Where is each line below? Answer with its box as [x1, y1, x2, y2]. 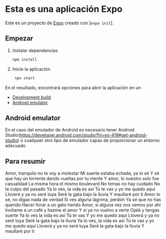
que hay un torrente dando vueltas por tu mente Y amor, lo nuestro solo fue [5, 176, 160, 181]
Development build [12, 94, 51, 100]
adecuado [5, 143, 26, 149]
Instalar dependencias [12, 47, 58, 53]
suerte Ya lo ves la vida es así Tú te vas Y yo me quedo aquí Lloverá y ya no [5, 212, 160, 219]
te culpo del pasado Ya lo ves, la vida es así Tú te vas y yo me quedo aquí [5, 186, 155, 192]
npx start [14, 75, 35, 80]
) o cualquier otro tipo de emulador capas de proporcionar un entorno [17, 137, 160, 143]
